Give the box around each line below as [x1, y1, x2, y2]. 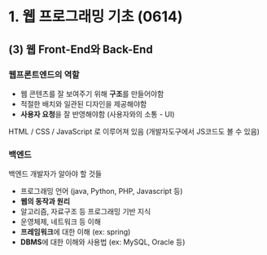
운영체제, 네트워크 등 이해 [20, 217, 102, 226]
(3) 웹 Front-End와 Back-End [8, 42, 153, 56]
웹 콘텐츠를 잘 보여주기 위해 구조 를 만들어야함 [20, 89, 164, 99]
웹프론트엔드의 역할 [8, 68, 80, 80]
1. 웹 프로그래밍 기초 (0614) [8, 7, 183, 26]
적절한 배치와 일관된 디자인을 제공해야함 [20, 99, 147, 108]
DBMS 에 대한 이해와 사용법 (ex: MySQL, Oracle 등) [20, 237, 186, 247]
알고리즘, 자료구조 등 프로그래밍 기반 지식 [20, 207, 151, 217]
